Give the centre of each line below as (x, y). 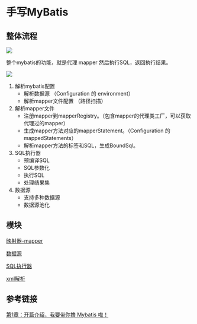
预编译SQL (37, 160)
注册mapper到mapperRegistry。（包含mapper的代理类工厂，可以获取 (107, 116)
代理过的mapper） (46, 123)
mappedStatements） (50, 138)
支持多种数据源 (42, 197)
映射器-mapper (25, 240)
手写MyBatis (37, 12)
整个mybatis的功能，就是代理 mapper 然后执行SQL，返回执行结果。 (89, 62)
